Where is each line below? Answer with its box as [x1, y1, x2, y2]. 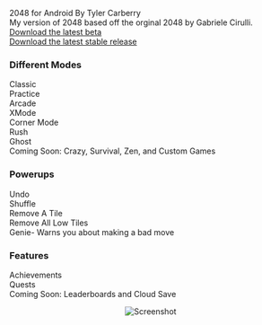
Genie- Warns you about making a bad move [9, 226, 175, 237]
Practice [9, 89, 40, 100]
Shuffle [9, 198, 36, 209]
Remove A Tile [9, 207, 63, 218]
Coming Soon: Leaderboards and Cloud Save [9, 288, 177, 299]
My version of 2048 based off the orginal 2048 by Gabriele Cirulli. [9, 17, 253, 28]
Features [9, 249, 49, 261]
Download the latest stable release [9, 36, 137, 47]
